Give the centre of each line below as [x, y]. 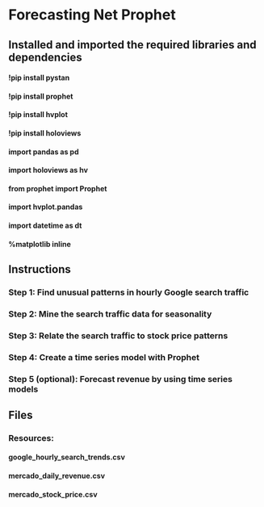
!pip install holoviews [45, 133]
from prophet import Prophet [58, 188]
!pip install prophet [41, 96]
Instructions [40, 269]
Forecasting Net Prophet [92, 15]
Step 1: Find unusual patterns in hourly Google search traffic [129, 292]
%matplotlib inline [40, 244]
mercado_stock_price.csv [53, 494]
